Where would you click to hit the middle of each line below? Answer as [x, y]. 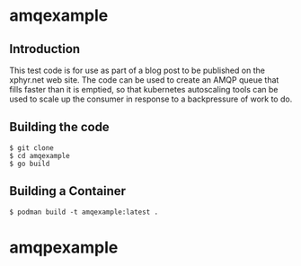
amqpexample [64, 247]
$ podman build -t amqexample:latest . [84, 212]
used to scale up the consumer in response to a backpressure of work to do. [151, 99]
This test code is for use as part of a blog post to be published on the [137, 70]
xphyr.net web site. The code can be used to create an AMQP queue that [144, 80]
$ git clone [31, 148]
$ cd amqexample [40, 155]
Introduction [45, 49]
